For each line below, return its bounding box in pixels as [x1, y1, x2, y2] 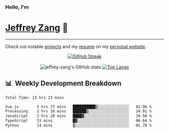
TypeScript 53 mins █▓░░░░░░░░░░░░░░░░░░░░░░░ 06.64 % [5, 118, 152, 123]
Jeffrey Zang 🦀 [5, 22, 68, 34]
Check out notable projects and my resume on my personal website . [5, 43, 147, 49]
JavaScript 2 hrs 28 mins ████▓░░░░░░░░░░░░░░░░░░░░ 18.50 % [5, 113, 152, 119]
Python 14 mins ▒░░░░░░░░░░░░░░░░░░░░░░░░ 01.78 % [5, 123, 152, 128]
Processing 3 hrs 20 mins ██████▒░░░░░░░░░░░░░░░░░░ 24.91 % [5, 109, 152, 114]
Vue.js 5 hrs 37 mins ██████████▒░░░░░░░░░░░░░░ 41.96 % [5, 104, 152, 109]
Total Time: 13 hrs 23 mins [5, 95, 64, 100]
